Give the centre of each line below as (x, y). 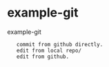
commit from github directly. (60, 44)
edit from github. (43, 57)
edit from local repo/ (49, 50)
